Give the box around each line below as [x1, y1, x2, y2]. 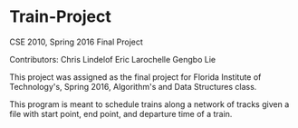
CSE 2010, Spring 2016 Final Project [9, 36, 143, 47]
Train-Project [9, 6, 111, 27]
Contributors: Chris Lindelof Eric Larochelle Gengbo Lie [9, 54, 216, 64]
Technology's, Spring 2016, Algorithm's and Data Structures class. [9, 81, 257, 92]
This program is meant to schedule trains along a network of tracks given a [9, 98, 290, 110]
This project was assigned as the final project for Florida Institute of [9, 71, 262, 83]
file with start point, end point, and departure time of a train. [9, 108, 233, 119]
